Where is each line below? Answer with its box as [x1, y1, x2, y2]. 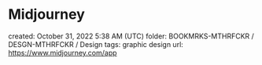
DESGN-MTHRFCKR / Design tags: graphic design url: [8, 39, 183, 49]
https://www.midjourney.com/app [8, 48, 117, 57]
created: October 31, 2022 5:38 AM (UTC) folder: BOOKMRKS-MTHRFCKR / [8, 31, 254, 41]
